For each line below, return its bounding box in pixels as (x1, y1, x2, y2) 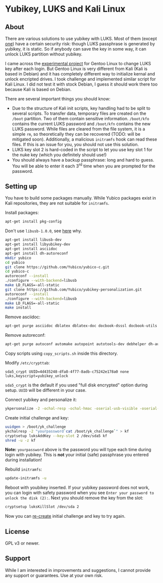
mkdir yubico (5, 255, 32, 260)
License (5, 527, 30, 536)
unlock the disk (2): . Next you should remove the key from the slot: (5, 495, 144, 501)
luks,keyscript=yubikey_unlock (5, 374, 68, 379)
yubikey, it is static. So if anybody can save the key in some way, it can (5, 46, 147, 52)
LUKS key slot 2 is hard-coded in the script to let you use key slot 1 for (12, 147, 153, 152)
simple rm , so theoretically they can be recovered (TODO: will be (12, 131, 141, 137)
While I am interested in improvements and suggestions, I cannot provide (5, 567, 151, 573)
